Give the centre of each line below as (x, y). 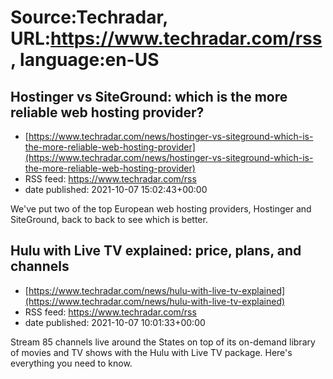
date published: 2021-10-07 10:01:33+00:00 (115, 322)
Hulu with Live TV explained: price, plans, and (156, 251)
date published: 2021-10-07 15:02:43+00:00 (116, 189)
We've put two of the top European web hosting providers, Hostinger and (161, 209)
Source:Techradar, (89, 17)
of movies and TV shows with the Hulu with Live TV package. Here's (151, 352)
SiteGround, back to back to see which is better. (109, 219)
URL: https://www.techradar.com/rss (166, 38)
